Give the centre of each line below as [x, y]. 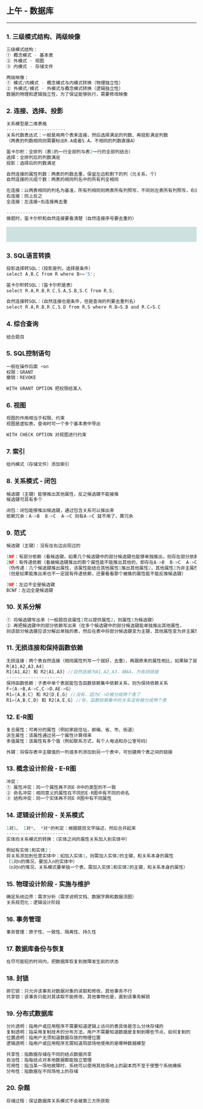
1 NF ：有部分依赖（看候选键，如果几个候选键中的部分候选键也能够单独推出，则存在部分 [98, 557]
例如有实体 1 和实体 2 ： [29, 850]
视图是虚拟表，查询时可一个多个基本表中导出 [53, 424]
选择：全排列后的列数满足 [33, 157]
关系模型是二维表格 [27, 124]
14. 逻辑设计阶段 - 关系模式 [45, 815]
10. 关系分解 [24, 607]
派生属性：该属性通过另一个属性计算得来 [49, 735]
